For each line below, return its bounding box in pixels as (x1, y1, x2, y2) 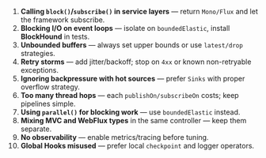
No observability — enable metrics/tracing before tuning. (20, 133, 209, 141)
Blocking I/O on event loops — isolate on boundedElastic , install (20, 24, 230, 32)
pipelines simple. (20, 99, 76, 108)
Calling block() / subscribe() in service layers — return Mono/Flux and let (20, 7, 258, 16)
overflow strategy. (20, 82, 80, 92)
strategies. (20, 49, 56, 58)
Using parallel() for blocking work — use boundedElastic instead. (20, 107, 241, 117)
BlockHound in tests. (20, 32, 90, 41)
